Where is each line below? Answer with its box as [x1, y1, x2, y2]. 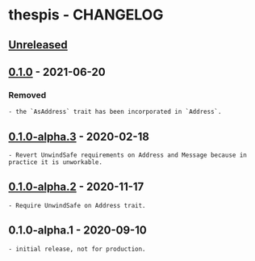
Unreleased [8, 38, 69, 52]
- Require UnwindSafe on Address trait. [8, 201, 147, 209]
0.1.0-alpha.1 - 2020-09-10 [8, 224, 147, 238]
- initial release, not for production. [8, 245, 147, 253]
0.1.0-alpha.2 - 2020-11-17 [8, 180, 144, 194]
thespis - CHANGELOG [8, 6, 164, 24]
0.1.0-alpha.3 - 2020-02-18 [8, 129, 149, 143]
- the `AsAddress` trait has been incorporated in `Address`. [8, 107, 222, 116]
